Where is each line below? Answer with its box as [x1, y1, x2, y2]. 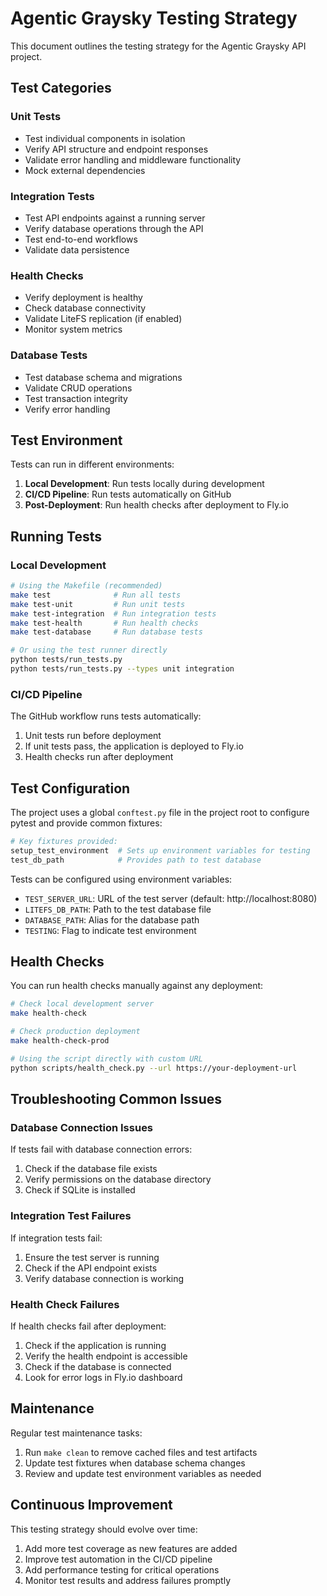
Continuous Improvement [10, 1497, 173, 1514]
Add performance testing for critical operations [24, 1563, 220, 1576]
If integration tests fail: [10, 1232, 103, 1244]
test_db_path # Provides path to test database [10, 855, 262, 865]
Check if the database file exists [24, 1163, 158, 1175]
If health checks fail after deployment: [10, 1320, 167, 1332]
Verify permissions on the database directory [24, 1173, 212, 1186]
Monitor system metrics [24, 323, 123, 336]
